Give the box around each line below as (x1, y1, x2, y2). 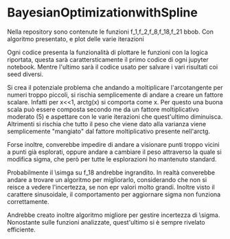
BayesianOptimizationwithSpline (7, 5, 198, 21)
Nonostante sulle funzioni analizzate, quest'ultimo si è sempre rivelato (7, 218, 206, 226)
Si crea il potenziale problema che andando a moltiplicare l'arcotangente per (7, 83, 223, 91)
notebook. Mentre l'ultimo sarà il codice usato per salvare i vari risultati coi (7, 62, 218, 71)
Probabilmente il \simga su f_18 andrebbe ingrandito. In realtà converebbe (7, 168, 215, 177)
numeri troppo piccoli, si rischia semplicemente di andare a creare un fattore (7, 91, 223, 99)
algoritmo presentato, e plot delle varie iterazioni (7, 34, 144, 43)
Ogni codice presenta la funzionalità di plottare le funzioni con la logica (7, 48, 208, 56)
